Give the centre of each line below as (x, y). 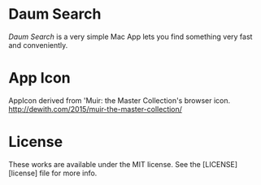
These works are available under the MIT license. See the (104, 164)
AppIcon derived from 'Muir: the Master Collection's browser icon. (119, 100)
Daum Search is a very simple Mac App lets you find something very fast (130, 37)
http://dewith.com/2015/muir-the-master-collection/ (96, 109)
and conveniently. (38, 45)
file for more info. (68, 173)
